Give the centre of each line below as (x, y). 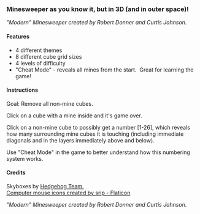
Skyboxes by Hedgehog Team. (45, 186)
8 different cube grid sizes (48, 56)
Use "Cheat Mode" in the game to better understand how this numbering (98, 152)
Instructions (22, 90)
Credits (16, 172)
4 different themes (39, 50)
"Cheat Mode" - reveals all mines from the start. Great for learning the (105, 70)
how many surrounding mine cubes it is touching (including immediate (95, 134)
